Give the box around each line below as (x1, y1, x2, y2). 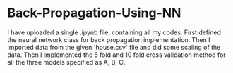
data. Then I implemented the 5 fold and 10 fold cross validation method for (7, 51, 226, 59)
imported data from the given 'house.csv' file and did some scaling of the (7, 43, 221, 51)
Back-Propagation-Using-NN (7, 5, 181, 21)
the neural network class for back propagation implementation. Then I (7, 35, 210, 44)
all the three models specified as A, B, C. (7, 58, 126, 66)
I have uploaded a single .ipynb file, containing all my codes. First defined (7, 28, 221, 36)
